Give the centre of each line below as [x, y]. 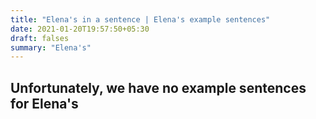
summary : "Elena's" [51, 47]
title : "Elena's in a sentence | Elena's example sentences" [140, 19]
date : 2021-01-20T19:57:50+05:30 [80, 29]
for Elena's [44, 103]
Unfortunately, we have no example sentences [158, 87]
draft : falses [40, 38]
